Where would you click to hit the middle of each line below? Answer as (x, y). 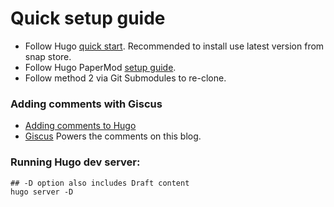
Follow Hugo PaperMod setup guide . (100, 67)
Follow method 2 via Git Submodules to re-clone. (125, 78)
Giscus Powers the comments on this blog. (113, 136)
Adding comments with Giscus (86, 104)
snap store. (48, 56)
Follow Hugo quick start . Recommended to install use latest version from (174, 46)
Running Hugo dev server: (75, 162)
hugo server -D (42, 192)
